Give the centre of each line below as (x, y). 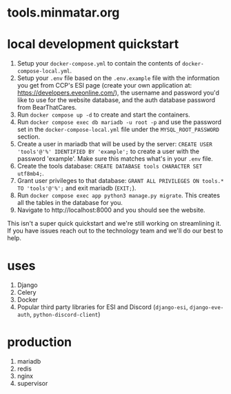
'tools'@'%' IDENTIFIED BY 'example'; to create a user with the (108, 151)
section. (29, 137)
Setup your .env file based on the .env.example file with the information (118, 78)
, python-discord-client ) (65, 315)
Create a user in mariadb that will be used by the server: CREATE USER (114, 144)
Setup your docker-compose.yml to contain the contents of (99, 63)
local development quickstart (93, 45)
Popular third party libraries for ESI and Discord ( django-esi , (102, 307)
